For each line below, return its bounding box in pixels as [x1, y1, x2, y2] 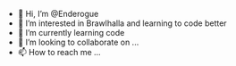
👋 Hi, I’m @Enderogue [17, 9, 99, 19]
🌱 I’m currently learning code [17, 28, 125, 37]
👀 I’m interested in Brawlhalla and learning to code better [17, 18, 227, 29]
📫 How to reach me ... [17, 47, 101, 57]
